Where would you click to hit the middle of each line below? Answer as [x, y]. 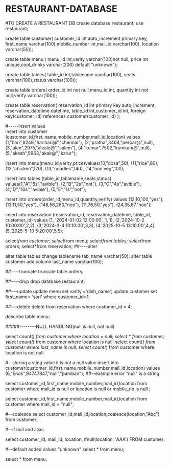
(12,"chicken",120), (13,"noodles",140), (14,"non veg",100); [65, 168]
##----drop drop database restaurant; [45, 281]
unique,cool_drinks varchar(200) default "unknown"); [62, 64]
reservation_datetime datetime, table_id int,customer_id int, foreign [76, 110]
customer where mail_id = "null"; [40, 404]
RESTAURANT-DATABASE [61, 9]
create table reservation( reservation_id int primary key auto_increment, [81, 105]
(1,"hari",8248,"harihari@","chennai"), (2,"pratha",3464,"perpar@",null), [80, 142]
